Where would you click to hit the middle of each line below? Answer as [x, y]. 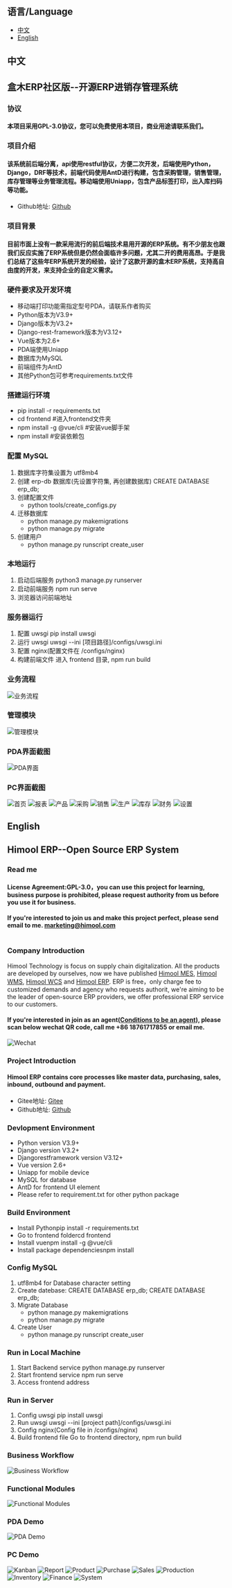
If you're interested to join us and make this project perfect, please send [113, 918]
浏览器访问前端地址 [45, 597]
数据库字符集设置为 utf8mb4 [57, 472]
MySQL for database [47, 1180]
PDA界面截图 [29, 751]
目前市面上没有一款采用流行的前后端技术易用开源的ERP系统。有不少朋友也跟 [116, 244]
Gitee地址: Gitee [40, 1100]
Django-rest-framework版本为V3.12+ [70, 332]
